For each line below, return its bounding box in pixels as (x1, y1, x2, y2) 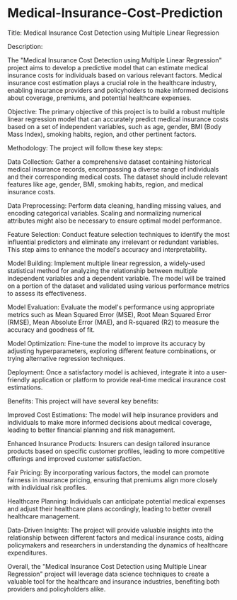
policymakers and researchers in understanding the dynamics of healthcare (7, 540, 229, 549)
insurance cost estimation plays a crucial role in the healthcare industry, (7, 78, 217, 87)
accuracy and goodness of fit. (7, 325, 96, 334)
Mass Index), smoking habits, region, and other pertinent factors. (7, 130, 197, 138)
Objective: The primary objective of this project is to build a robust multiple (7, 107, 225, 116)
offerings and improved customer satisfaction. (7, 454, 142, 462)
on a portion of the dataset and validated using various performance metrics (7, 282, 230, 290)
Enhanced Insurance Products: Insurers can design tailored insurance (7, 439, 211, 448)
